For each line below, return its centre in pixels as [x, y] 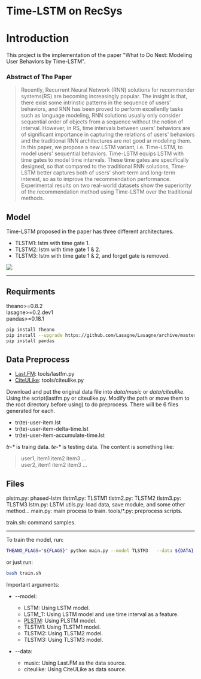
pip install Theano [31, 330]
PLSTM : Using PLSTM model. [60, 621]
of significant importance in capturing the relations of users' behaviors [108, 135]
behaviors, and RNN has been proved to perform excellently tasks [102, 109]
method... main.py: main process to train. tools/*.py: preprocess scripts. [94, 511]
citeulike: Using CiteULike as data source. [75, 669]
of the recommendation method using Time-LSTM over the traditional [106, 192]
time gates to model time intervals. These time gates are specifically [105, 160]
